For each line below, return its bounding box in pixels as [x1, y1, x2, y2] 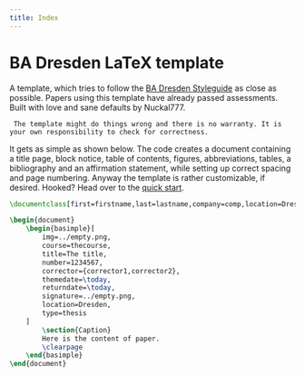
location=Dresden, [42, 301, 112, 310]
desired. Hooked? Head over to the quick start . [9, 182, 184, 193]
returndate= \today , [42, 283, 116, 293]
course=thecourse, [42, 242, 112, 251]
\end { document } [9, 360, 67, 369]
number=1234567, [42, 258, 103, 267]
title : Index [9, 13, 59, 23]
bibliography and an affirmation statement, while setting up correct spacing [9, 163, 291, 174]
